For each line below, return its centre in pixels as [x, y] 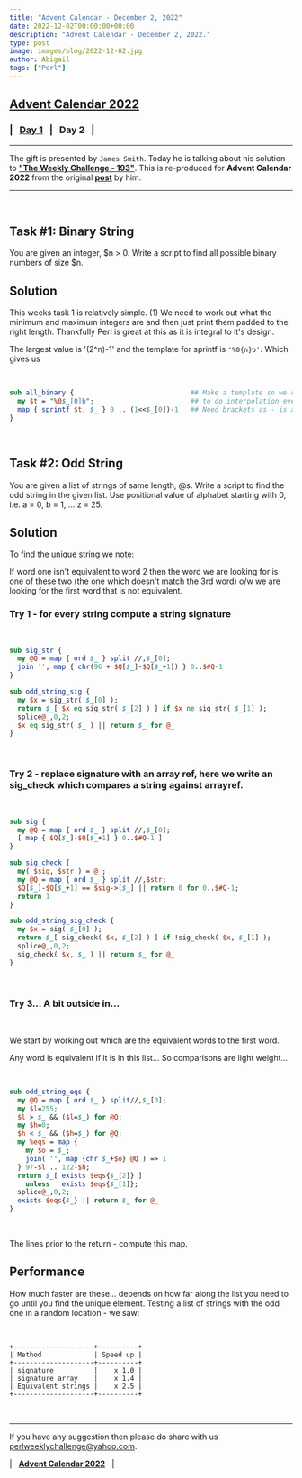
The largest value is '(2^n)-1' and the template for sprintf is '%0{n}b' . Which [149, 349]
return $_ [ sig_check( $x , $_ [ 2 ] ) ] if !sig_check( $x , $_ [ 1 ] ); [144, 938]
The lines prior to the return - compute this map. [99, 1244]
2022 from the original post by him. [75, 177]
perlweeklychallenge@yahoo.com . [73, 1446]
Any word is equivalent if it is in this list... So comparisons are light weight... [149, 1057]
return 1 [34, 896]
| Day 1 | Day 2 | [52, 130]
